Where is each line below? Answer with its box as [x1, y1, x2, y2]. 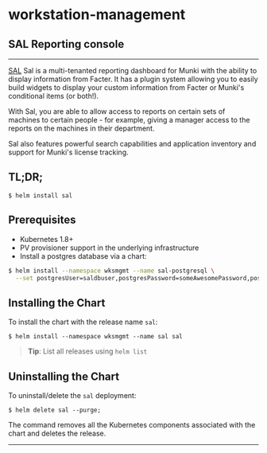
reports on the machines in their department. [8, 123, 155, 133]
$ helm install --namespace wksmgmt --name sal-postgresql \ [8, 267, 215, 275]
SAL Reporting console [8, 37, 125, 51]
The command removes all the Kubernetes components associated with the [8, 420, 256, 429]
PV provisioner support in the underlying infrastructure [19, 243, 199, 252]
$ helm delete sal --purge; [8, 406, 102, 414]
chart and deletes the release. [8, 428, 106, 438]
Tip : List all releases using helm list [27, 346, 148, 356]
